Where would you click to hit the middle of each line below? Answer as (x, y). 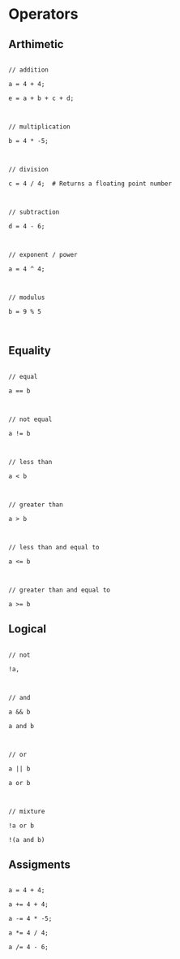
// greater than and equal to (60, 590)
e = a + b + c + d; (41, 98)
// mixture (27, 811)
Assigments (39, 865)
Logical (28, 629)
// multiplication (39, 127)
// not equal (30, 419)
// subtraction (34, 212)
